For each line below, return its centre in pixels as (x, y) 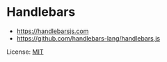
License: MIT (25, 52)
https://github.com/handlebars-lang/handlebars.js (88, 38)
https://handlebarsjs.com (53, 31)
